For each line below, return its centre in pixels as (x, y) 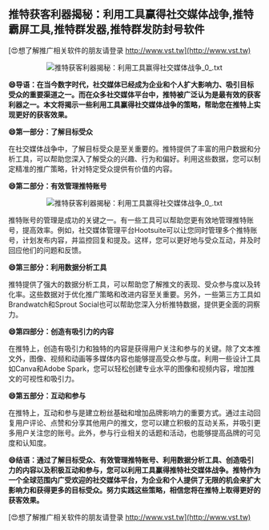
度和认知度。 (29, 442)
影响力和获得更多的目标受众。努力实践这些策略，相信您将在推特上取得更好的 (134, 490)
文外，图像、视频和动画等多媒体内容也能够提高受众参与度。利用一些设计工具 (134, 358)
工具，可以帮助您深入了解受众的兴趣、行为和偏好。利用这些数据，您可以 (134, 158)
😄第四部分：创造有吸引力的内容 (61, 331)
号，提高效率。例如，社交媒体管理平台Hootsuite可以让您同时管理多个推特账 (133, 230)
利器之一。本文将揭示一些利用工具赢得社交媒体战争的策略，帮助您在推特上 (131, 104)
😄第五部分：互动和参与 (47, 395)
